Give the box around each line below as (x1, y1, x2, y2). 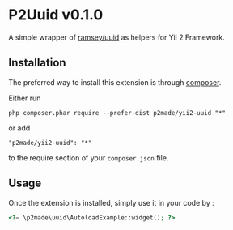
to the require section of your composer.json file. (8, 152, 169, 163)
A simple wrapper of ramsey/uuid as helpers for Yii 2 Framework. (8, 32, 225, 42)
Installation (8, 56, 66, 70)
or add (8, 123, 31, 133)
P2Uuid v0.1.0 (8, 6, 104, 24)
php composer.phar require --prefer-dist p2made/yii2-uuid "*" (8, 109, 227, 117)
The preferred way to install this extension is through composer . (8, 77, 222, 87)
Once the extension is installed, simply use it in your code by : (8, 198, 214, 207)
